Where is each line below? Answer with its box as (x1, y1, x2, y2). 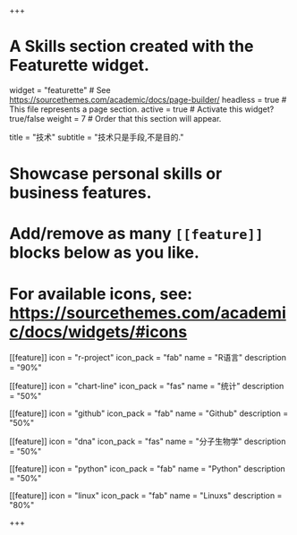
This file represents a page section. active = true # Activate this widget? (9, 104, 275, 115)
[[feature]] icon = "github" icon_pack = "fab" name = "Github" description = (9, 408, 289, 419)
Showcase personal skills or (9, 164, 223, 184)
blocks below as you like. (9, 242, 199, 263)
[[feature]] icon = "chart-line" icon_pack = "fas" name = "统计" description (9, 381, 284, 392)
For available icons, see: (9, 284, 193, 304)
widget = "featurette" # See (9, 84, 111, 95)
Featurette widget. (9, 55, 150, 76)
